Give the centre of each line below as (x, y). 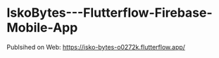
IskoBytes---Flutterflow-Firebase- (109, 13)
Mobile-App (42, 28)
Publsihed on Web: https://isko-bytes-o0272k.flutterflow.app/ (96, 47)
